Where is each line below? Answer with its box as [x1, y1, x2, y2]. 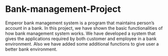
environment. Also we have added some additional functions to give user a [5, 41, 159, 47]
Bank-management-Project [5, 3, 121, 15]
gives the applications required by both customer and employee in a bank [5, 36, 156, 42]
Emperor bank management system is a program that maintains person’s [5, 20, 154, 26]
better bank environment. [5, 46, 57, 52]
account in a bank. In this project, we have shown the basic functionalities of [5, 25, 163, 31]
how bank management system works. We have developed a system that [5, 30, 156, 36]
